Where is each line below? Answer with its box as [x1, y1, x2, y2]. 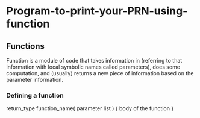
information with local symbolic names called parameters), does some [6, 63, 181, 70]
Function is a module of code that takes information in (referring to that [6, 57, 183, 64]
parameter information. [6, 76, 64, 83]
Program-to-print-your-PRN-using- [6, 4, 188, 18]
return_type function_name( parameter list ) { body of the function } [6, 105, 174, 112]
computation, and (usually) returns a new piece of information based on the [6, 70, 194, 76]
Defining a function [6, 91, 64, 99]
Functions [6, 41, 45, 51]
